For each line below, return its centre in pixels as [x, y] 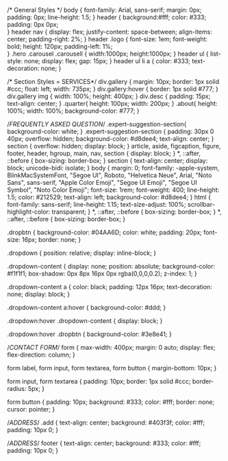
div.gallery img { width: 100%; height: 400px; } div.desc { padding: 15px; [109, 96]
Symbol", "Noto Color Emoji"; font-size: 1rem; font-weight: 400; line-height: [113, 190]
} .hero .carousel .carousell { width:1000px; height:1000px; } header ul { [108, 54]
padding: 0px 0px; [33, 24]
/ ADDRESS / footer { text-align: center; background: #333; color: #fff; [104, 443]
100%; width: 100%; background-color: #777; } [73, 111]
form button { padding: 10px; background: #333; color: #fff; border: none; [111, 402]
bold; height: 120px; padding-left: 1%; [60, 46]
